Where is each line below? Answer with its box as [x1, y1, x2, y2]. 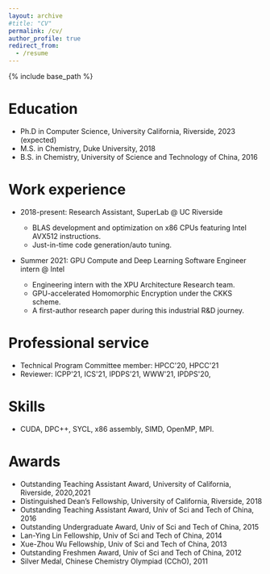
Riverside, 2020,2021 [19, 488, 91, 497]
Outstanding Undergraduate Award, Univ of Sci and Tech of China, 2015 [19, 522, 260, 531]
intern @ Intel [19, 264, 65, 274]
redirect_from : [8, 42, 60, 50]
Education [8, 100, 78, 118]
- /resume [15, 49, 48, 57]
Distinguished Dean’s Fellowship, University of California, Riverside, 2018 [19, 496, 263, 505]
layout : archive [8, 11, 63, 20]
